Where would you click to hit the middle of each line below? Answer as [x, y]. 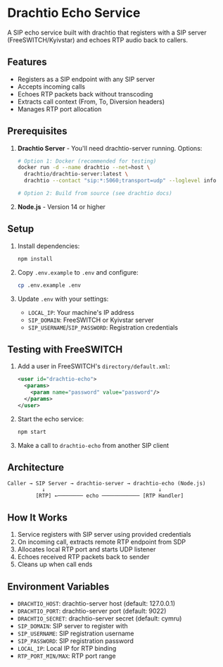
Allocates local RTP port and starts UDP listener [87, 549]
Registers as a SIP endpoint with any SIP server [86, 79]
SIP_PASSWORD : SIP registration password [75, 641]
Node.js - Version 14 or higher [61, 206]
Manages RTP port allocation [59, 109]
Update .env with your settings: [63, 299]
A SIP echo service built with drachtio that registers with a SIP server [107, 32]
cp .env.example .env [49, 285]
